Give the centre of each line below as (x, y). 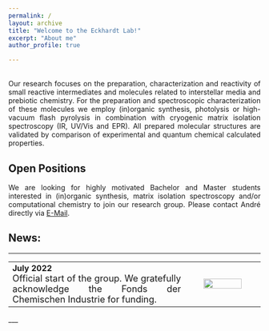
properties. (26, 143)
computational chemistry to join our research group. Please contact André (134, 204)
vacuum (22, 118)
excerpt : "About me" (43, 38)
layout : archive (35, 23)
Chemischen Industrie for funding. (85, 299)
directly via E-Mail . (39, 213)
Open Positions (47, 168)
